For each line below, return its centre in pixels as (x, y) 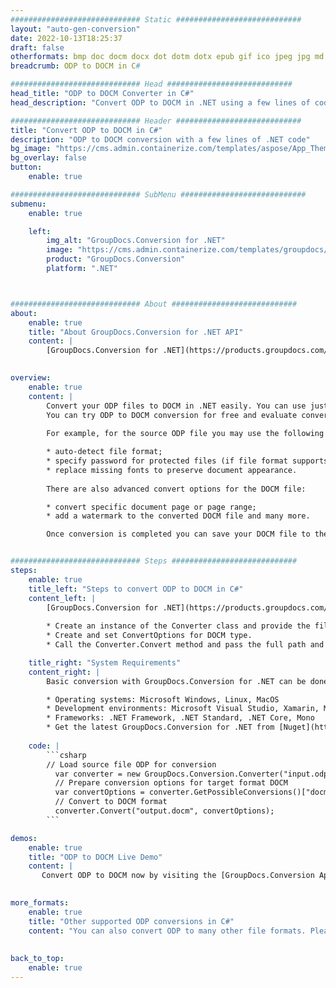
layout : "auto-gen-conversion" (75, 29)
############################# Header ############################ (156, 121)
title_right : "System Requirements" (105, 662)
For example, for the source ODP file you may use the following (185, 434)
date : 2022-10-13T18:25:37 (66, 38)
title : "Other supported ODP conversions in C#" (131, 921)
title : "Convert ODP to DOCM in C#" (86, 130)
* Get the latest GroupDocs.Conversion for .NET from (160, 727)
